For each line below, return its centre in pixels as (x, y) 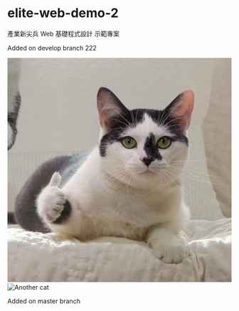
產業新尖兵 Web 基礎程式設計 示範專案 (63, 33)
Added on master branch (44, 301)
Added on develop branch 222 (52, 48)
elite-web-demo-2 (63, 13)
